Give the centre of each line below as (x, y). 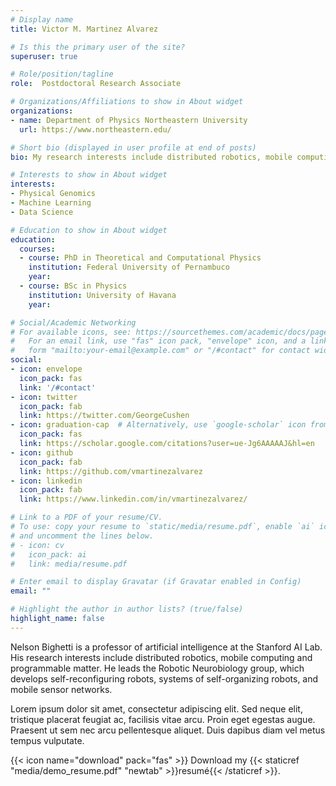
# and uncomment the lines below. (82, 536)
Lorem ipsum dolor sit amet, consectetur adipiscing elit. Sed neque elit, (156, 708)
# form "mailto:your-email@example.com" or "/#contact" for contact (160, 351)
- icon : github (42, 452)
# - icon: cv (37, 545)
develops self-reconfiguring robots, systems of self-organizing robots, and (164, 678)
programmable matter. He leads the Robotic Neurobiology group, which (157, 668)
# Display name (42, 19)
